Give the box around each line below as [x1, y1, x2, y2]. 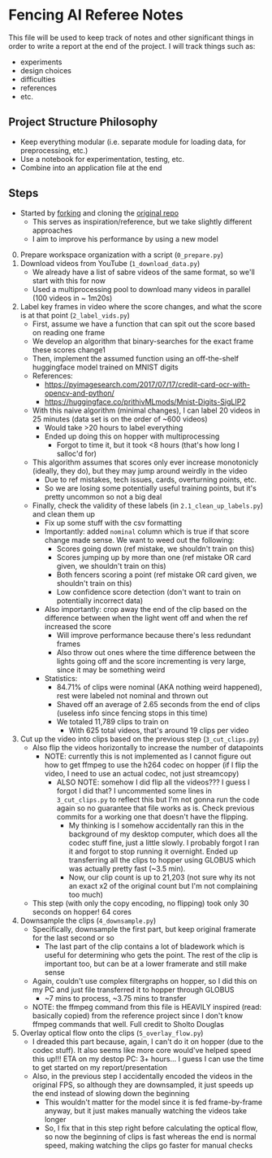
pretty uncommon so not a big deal [44, 492, 162, 501]
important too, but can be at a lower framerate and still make [44, 959, 248, 968]
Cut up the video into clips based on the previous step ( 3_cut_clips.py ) [19, 734, 260, 744]
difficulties [19, 74, 56, 84]
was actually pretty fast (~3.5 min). [68, 863, 186, 873]
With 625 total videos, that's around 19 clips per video [68, 725, 249, 735]
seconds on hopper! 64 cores [32, 907, 132, 916]
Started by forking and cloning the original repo [19, 208, 179, 217]
